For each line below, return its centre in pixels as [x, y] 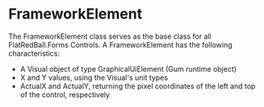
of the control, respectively [65, 94]
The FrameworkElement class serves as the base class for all [110, 36]
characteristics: [34, 53]
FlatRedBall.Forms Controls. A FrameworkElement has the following [120, 44]
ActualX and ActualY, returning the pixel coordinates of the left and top [138, 86]
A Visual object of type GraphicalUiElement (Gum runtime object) [128, 68]
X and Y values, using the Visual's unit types [94, 77]
